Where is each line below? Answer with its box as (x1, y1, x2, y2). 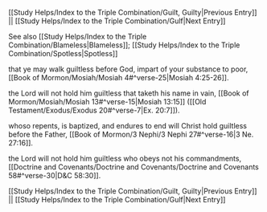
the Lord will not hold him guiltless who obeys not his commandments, (8, 153, 242, 163)
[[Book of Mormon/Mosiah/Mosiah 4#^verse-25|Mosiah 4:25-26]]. (8, 73, 229, 82)
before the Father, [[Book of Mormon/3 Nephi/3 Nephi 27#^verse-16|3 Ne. (8, 129, 254, 139)
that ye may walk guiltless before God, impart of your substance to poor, (8, 64, 249, 74)
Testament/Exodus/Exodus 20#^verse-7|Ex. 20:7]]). (8, 105, 180, 115)
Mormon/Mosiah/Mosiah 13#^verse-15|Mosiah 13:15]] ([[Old (8, 97, 207, 106)
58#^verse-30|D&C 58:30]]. (8, 171, 101, 180)
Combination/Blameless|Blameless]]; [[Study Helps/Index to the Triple (8, 40, 240, 50)
